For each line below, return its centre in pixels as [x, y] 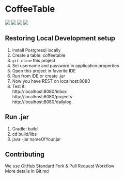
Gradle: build [25, 129]
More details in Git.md [27, 171]
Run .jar [17, 117]
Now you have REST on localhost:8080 [51, 81]
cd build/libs [24, 134]
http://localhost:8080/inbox [39, 91]
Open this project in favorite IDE [44, 71]
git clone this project [34, 60]
